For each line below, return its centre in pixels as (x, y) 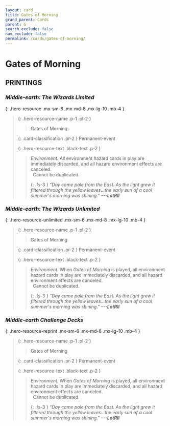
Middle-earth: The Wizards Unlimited (53, 209)
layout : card (19, 10)
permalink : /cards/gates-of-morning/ (45, 39)
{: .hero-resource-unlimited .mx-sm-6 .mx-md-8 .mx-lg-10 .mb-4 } (76, 220)
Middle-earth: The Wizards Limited (50, 97)
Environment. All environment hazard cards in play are (87, 158)
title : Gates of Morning (32, 15)
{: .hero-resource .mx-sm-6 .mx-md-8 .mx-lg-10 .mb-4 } (65, 109)
